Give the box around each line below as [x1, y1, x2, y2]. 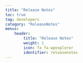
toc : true [5, 12, 26, 17]
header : [14, 31, 30, 36]
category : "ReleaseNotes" [5, 21, 60, 27]
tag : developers [5, 17, 39, 22]
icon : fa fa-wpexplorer [23, 45, 73, 50]
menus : [5, 26, 19, 31]
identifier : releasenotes [23, 50, 78, 55]
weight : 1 [23, 41, 44, 46]
